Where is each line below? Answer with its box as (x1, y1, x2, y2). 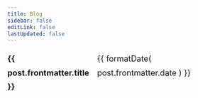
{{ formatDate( (97, 54, 152, 64)
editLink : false (7, 23, 55, 31)
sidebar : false (7, 17, 53, 24)
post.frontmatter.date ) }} (97, 67, 192, 78)
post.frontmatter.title (7, 67, 90, 78)
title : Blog (7, 10, 43, 18)
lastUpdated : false (7, 30, 65, 38)
